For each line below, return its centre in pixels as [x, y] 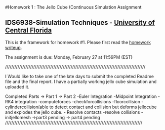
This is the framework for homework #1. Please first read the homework [78, 42]
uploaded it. [17, 87]
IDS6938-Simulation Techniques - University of [80, 22]
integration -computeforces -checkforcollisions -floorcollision [78, 101]
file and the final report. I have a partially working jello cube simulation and [81, 82]
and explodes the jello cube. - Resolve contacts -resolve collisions [73, 112]
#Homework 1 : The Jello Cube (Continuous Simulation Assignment [73, 7]
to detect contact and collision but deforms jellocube [103, 107]
